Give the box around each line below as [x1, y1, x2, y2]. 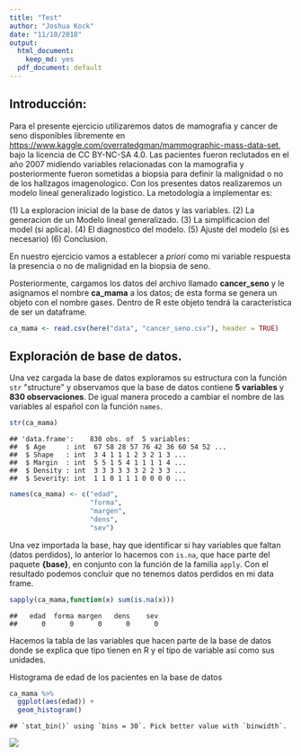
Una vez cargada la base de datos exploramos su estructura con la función [9, 372, 288, 383]
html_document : [17, 47, 75, 56]
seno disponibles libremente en [9, 129, 126, 140]
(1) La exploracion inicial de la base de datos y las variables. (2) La [9, 204, 255, 216]
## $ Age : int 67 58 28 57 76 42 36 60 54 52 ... [9, 442, 227, 452]
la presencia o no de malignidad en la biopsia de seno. [9, 260, 211, 271]
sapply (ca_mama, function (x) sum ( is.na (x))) [9, 595, 175, 604]
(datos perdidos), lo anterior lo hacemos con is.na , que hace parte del [9, 549, 270, 560]
